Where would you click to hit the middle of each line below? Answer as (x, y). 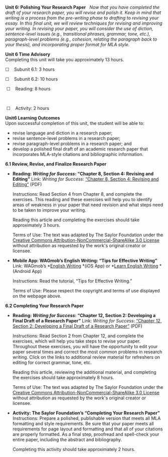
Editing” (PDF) (27, 184)
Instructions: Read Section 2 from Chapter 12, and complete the (78, 336)
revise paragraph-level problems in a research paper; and (72, 143)
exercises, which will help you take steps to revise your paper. (76, 341)
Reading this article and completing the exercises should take (76, 220)
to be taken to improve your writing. (49, 210)
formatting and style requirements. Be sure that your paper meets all (83, 424)
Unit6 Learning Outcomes (33, 118)
